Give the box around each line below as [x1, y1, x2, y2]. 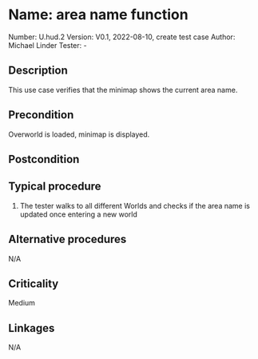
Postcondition [8, 152, 80, 166]
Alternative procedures [8, 233, 127, 246]
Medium [8, 298, 36, 308]
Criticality [8, 277, 59, 290]
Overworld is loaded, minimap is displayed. [8, 130, 150, 139]
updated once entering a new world [19, 209, 138, 219]
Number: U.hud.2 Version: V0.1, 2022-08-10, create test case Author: [8, 32, 236, 42]
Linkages [8, 321, 55, 335]
